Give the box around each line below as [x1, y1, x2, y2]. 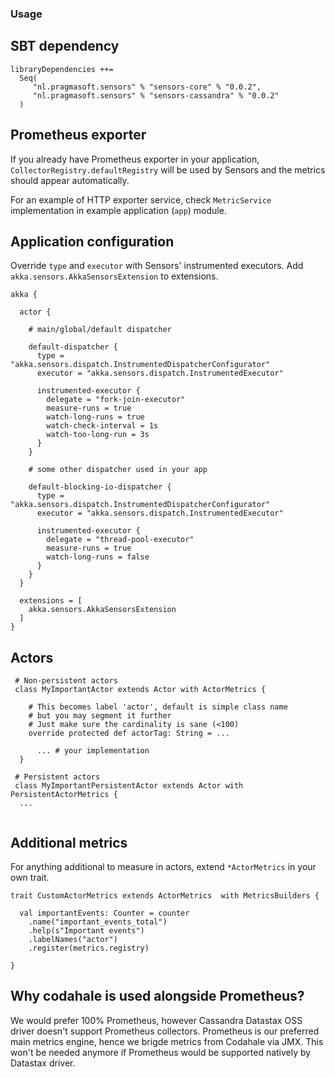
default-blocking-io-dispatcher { [28, 482, 172, 492]
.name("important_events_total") [28, 917, 168, 927]
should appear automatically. [10, 174, 130, 186]
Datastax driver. [10, 1057, 76, 1069]
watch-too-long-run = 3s [46, 430, 150, 440]
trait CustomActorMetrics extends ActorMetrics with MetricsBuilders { [10, 890, 320, 901]
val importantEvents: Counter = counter [19, 908, 190, 918]
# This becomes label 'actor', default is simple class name [28, 702, 288, 712]
